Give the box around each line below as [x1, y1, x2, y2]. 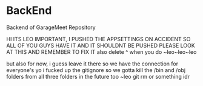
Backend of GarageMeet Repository [6, 24, 96, 31]
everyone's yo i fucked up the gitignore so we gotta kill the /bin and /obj [6, 66, 186, 73]
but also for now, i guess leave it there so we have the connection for [6, 60, 179, 67]
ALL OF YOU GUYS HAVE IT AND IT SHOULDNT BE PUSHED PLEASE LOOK [6, 42, 195, 49]
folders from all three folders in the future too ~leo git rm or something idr [6, 73, 190, 80]
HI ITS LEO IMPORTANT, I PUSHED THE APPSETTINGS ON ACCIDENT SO [6, 35, 191, 42]
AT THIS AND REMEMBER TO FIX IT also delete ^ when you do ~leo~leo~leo [6, 48, 197, 55]
